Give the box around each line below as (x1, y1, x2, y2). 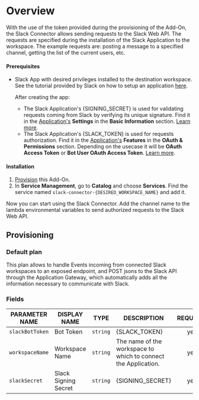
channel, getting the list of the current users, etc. (6, 49, 126, 56)
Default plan (6, 247, 43, 256)
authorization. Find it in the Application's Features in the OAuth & (23, 136, 183, 144)
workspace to (115, 345, 155, 353)
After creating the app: (14, 94, 70, 101)
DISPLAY (57, 310, 84, 319)
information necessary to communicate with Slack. (6, 280, 130, 287)
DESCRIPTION (123, 314, 164, 322)
